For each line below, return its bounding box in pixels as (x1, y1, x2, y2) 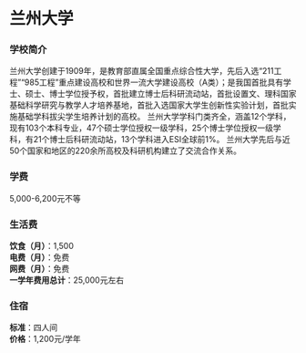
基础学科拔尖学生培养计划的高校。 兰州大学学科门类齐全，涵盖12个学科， (16, 111, 291, 122)
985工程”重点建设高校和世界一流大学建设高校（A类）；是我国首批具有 (24, 77, 284, 88)
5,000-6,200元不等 (9, 192, 81, 203)
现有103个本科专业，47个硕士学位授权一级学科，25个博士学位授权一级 (9, 122, 273, 133)
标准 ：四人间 (9, 322, 57, 333)
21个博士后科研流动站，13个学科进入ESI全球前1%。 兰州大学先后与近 (33, 134, 291, 145)
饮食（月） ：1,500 (9, 241, 75, 252)
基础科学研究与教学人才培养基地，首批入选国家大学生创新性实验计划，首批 (9, 99, 289, 110)
